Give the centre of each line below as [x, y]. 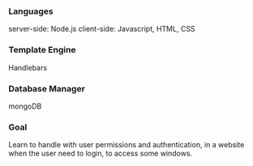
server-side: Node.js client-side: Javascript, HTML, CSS [102, 29]
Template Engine [42, 50]
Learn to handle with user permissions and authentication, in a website [126, 145]
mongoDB [25, 106]
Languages [31, 11]
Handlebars [28, 67]
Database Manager [47, 88]
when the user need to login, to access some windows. [101, 153]
